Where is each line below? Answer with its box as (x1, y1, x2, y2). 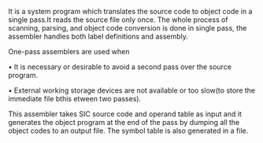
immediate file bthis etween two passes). (8, 94, 142, 103)
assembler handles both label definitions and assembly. (8, 31, 189, 41)
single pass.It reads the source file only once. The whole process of (8, 15, 228, 24)
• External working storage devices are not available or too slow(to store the (8, 86, 256, 95)
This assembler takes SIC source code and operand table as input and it (8, 109, 243, 119)
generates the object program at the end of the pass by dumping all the (8, 118, 240, 126)
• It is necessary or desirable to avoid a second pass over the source (8, 62, 232, 71)
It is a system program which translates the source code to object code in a (8, 7, 253, 16)
